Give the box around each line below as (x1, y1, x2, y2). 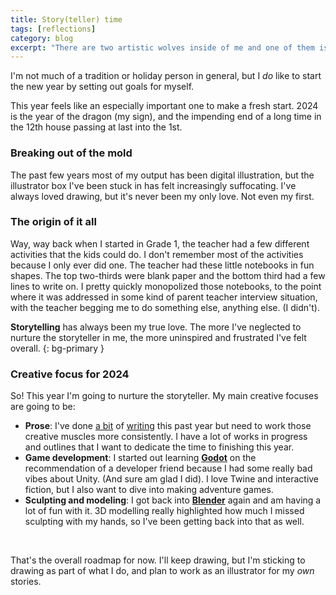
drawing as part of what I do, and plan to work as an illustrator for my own (10, 565, 315, 577)
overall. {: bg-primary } (10, 342, 105, 354)
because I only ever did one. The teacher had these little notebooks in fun (10, 259, 315, 271)
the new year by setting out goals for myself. (10, 81, 195, 93)
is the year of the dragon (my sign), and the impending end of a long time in (10, 111, 322, 123)
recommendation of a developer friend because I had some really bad (24, 462, 313, 475)
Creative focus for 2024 (10, 367, 130, 381)
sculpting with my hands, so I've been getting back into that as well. (24, 516, 305, 528)
